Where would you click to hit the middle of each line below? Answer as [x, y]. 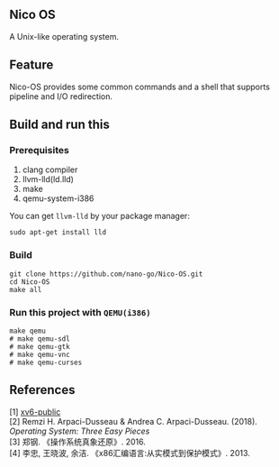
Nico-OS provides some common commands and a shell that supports [139, 87]
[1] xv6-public [35, 412]
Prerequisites [39, 150]
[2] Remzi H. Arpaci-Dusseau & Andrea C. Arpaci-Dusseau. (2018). [134, 421]
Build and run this [59, 125]
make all [26, 289]
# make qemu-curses [46, 362]
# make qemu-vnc [40, 354]
